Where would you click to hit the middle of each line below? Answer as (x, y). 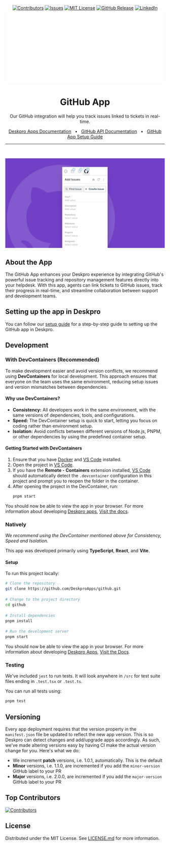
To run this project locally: (32, 574)
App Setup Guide (85, 137)
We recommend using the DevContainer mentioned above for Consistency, (83, 536)
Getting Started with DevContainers (44, 448)
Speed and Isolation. (27, 541)
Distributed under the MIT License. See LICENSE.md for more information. (82, 838)
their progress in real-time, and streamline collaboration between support (82, 291)
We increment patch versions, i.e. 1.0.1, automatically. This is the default (88, 760)
